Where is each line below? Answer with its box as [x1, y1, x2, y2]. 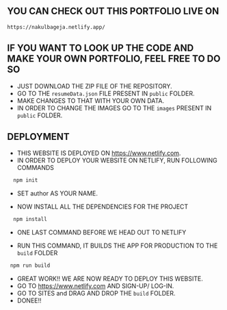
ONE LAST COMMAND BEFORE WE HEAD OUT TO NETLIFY [16, 228, 187, 237]
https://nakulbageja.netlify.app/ [7, 23, 106, 30]
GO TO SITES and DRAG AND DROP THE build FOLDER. [16, 289, 176, 298]
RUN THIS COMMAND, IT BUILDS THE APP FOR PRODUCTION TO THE [16, 241, 218, 250]
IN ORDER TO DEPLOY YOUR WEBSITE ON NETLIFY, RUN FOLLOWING [16, 156, 217, 165]
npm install [13, 216, 48, 223]
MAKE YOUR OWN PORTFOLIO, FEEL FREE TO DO [7, 53, 221, 64]
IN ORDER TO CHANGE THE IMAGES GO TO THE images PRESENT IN [16, 104, 212, 112]
